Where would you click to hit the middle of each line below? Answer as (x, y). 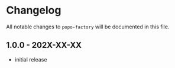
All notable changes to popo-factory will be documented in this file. (88, 27)
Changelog (34, 10)
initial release (31, 59)
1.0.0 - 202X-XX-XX (44, 45)
